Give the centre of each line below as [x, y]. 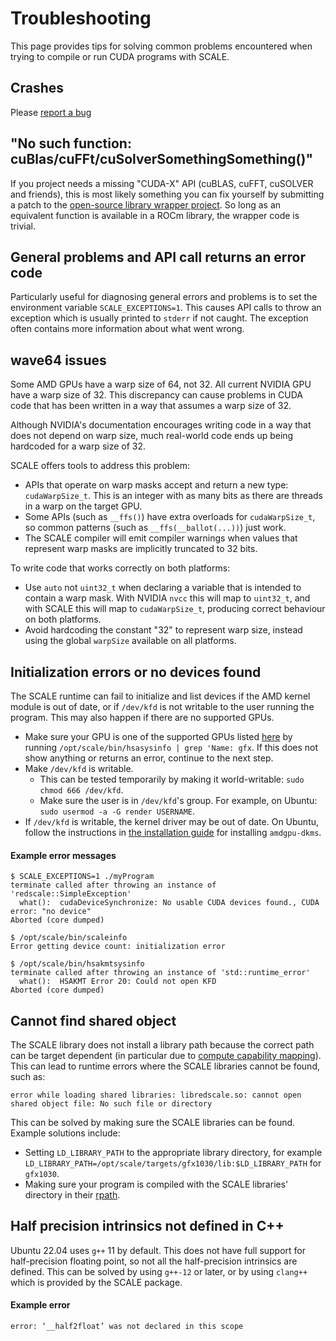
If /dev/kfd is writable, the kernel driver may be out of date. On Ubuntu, [172, 821]
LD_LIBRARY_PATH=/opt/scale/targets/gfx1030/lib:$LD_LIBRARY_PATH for [173, 1163]
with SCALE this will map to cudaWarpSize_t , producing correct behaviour [175, 609]
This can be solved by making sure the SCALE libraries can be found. [153, 1123]
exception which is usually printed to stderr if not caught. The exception [159, 318]
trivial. [23, 226]
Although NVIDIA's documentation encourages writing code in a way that [161, 425]
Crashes [37, 88]
